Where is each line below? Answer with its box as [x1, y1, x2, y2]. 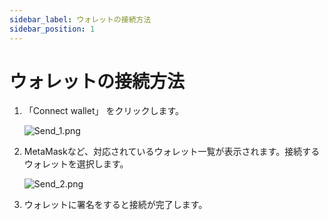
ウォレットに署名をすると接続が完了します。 [23, 199, 208, 211]
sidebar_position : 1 [9, 24, 96, 34]
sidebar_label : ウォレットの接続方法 [9, 14, 152, 25]
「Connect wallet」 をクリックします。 [23, 105, 185, 117]
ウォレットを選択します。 [23, 158, 129, 170]
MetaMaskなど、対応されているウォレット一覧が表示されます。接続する [23, 146, 321, 158]
